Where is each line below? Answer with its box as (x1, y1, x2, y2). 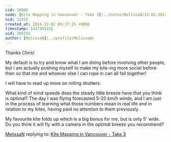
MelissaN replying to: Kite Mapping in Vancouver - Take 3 (5, 131, 126, 137)
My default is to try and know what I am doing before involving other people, (5, 59, 165, 65)
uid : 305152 (5, 31, 31, 36)
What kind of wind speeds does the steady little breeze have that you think (5, 90, 162, 96)
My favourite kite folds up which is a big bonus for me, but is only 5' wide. (5, 116, 160, 122)
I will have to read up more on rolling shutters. (5, 80, 101, 86)
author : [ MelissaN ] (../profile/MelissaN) (5, 36, 95, 41)
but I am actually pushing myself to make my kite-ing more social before (5, 64, 157, 71)
